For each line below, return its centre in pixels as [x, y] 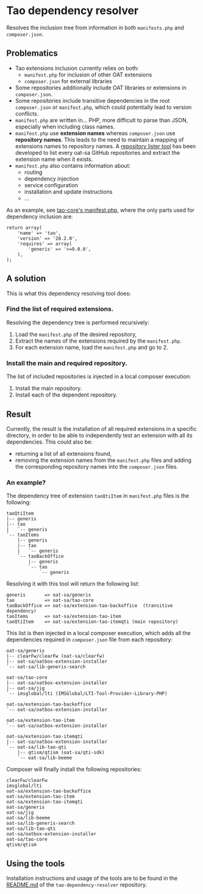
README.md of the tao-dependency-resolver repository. [77, 885]
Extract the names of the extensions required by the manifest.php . [98, 341]
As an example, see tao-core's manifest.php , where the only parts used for [101, 210]
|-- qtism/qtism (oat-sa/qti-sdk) [61, 753]
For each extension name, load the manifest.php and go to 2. [92, 347]
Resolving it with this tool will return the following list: [73, 584]
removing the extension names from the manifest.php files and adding [103, 460]
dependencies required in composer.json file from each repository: [89, 639]
